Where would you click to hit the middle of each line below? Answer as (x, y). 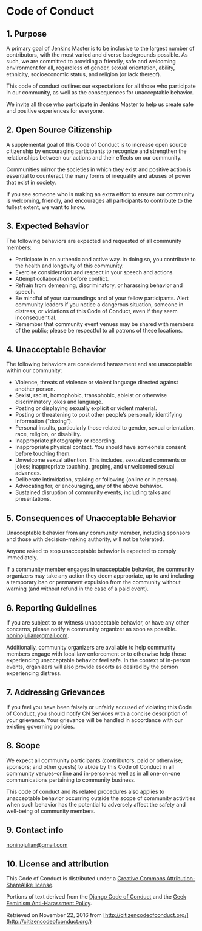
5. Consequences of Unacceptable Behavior (91, 518)
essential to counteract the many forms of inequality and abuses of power (99, 175)
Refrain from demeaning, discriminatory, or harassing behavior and (99, 285)
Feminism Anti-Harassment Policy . (49, 904)
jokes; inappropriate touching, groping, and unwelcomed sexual (95, 467)
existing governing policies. (41, 726)
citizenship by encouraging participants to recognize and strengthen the (96, 151)
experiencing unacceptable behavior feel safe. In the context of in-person (99, 660)
